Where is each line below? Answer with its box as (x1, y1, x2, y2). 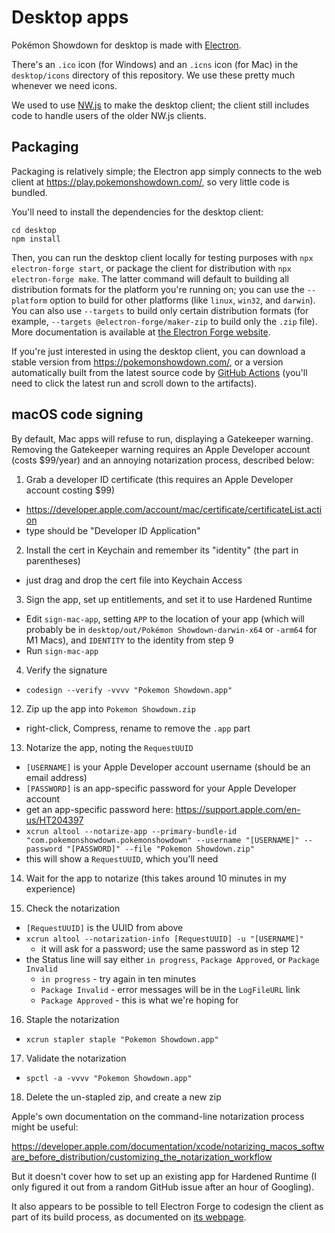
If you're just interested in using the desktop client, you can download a (11, 345, 306, 357)
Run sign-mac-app (25, 644, 99, 656)
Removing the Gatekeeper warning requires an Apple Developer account (11, 443, 311, 455)
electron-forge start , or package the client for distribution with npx (11, 262, 292, 274)
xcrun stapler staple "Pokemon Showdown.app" (25, 1034, 219, 1045)
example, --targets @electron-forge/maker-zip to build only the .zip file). (11, 315, 318, 327)
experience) (25, 882, 76, 895)
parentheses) (25, 554, 81, 566)
